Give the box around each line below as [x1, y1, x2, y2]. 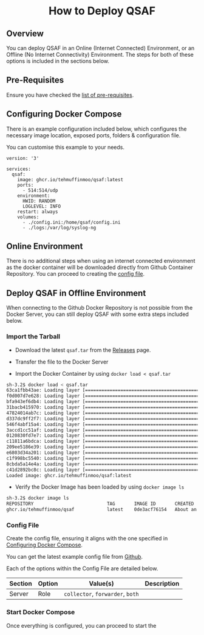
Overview [6, 28, 44, 38]
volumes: [17, 213, 39, 220]
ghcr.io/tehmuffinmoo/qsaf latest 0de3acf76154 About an [6, 506, 197, 513]
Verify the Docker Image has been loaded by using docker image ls [15, 483, 185, 490]
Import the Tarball [6, 332, 61, 341]
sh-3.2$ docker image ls [6, 495, 69, 501]
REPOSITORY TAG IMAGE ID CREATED [6, 501, 194, 507]
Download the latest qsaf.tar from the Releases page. [15, 346, 151, 353]
